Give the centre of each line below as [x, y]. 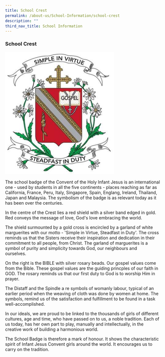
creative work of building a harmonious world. [52, 329]
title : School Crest [26, 10]
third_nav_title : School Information [44, 26]
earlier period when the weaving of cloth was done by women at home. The [82, 293]
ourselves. [16, 253]
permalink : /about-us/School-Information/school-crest [63, 16]
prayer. [12, 279]
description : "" [22, 21]
